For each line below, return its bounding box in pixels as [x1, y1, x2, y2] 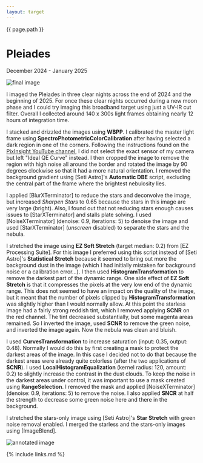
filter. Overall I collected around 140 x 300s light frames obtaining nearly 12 [6, 110, 194, 117]
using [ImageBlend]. [6, 427, 57, 434]
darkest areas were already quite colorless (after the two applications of [6, 357, 186, 365]
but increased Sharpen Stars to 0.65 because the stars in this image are [6, 198, 186, 205]
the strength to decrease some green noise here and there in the [6, 396, 168, 403]
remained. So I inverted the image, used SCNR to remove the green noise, [6, 320, 191, 327]
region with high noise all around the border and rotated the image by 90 [6, 160, 188, 168]
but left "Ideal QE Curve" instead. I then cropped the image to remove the [6, 154, 190, 161]
